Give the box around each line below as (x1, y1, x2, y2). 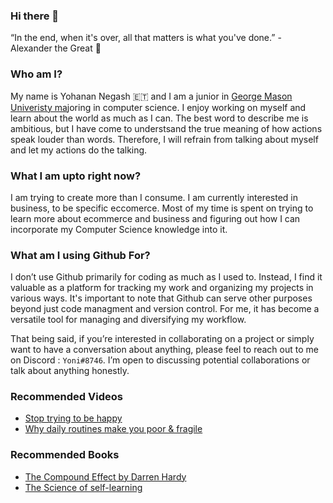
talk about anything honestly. (10, 365, 130, 377)
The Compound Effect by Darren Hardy (24, 470, 187, 483)
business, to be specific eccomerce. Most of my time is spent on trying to (10, 202, 314, 214)
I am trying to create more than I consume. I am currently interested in (10, 191, 299, 203)
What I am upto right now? (10, 169, 142, 183)
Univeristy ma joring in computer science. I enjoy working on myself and (10, 101, 307, 113)
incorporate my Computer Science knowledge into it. (10, 223, 228, 235)
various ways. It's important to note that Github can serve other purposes (10, 292, 313, 304)
